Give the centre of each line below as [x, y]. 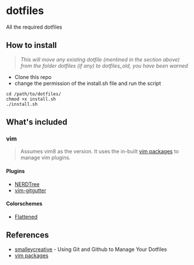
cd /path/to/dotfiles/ [34, 94]
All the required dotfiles [34, 27]
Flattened [26, 216]
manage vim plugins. [46, 158]
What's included [37, 122]
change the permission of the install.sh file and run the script [88, 83]
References [27, 235]
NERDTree [27, 184]
